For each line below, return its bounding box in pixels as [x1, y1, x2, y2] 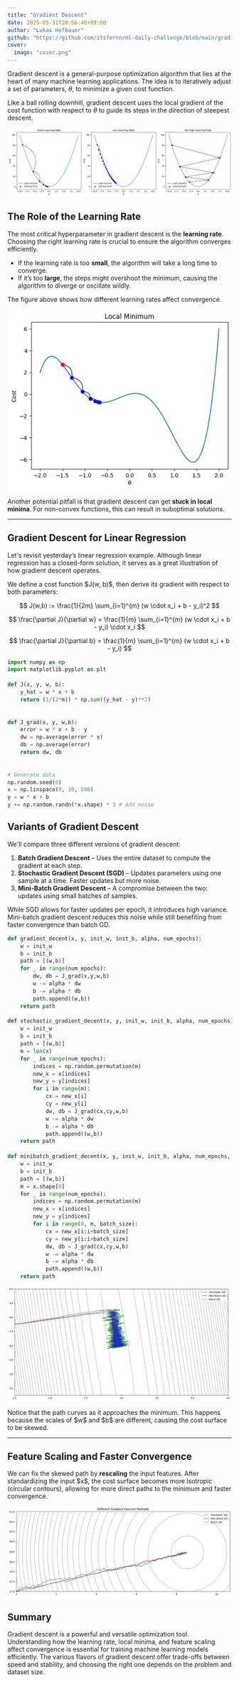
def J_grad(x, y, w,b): [7, 719, 78, 726]
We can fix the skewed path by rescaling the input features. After [7, 1469, 199, 1478]
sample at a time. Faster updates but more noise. [17, 876, 161, 884]
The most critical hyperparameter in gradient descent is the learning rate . [7, 229, 224, 238]
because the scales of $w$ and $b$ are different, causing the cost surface [7, 1416, 228, 1424]
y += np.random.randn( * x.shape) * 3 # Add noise [7, 801, 154, 808]
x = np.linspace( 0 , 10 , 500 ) [7, 786, 94, 793]
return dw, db [20, 748, 62, 756]
